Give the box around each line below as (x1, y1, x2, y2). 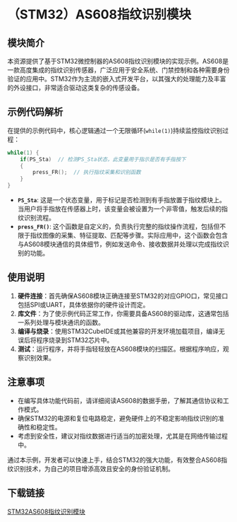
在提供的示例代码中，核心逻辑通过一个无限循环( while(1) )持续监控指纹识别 (7, 126, 223, 134)
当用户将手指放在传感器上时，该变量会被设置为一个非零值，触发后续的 (17, 204, 222, 213)
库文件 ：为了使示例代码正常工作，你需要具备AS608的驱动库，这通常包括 (17, 309, 229, 318)
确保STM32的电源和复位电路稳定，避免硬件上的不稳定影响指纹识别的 (17, 414, 219, 422)
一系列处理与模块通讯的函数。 (17, 318, 104, 326)
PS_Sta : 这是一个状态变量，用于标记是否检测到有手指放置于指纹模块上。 (17, 196, 226, 204)
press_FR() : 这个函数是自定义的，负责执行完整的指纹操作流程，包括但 (17, 222, 220, 231)
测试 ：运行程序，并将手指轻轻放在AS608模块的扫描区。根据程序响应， (17, 344, 224, 353)
